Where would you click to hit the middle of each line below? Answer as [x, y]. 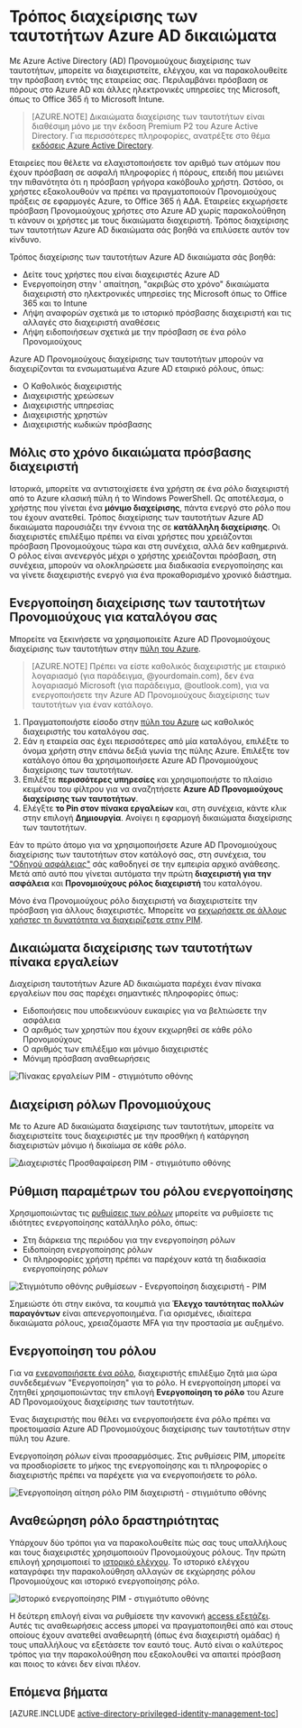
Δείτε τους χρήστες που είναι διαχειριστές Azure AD [121, 274]
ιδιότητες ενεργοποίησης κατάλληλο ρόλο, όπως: [104, 1222]
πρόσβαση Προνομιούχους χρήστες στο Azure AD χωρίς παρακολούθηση [148, 210]
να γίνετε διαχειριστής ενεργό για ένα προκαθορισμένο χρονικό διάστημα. [151, 574]
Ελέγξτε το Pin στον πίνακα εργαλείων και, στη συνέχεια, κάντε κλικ [154, 808]
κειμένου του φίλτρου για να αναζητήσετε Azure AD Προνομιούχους [153, 789]
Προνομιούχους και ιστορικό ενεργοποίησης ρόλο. [105, 1581]
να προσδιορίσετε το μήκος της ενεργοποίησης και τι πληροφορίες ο [138, 1465]
